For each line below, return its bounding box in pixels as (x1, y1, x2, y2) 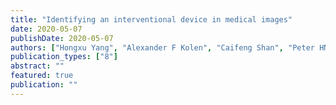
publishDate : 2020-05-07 (10, 33, 114, 43)
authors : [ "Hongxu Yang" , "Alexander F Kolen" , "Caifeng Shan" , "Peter (10, 42, 315, 53)
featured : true (10, 71, 74, 81)
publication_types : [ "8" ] (10, 52, 118, 62)
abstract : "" (10, 61, 65, 71)
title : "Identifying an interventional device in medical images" (10, 14, 293, 25)
